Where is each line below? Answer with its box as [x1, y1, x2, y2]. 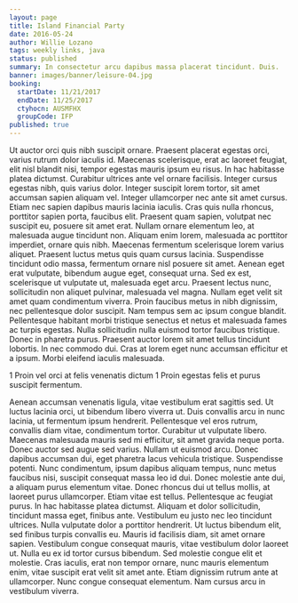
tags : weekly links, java [9, 46, 105, 55]
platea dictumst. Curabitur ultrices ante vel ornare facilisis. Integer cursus [9, 173, 278, 183]
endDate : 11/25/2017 [17, 95, 93, 105]
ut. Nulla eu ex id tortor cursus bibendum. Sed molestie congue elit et [9, 548, 263, 559]
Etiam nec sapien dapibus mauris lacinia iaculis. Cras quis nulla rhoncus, [9, 202, 274, 212]
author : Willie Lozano [9, 37, 93, 47]
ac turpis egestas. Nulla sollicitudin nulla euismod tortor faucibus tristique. [9, 325, 280, 334]
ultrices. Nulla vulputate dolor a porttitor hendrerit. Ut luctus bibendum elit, [9, 519, 282, 530]
